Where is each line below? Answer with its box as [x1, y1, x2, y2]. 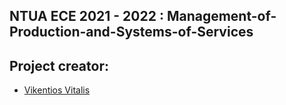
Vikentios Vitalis [23, 84, 91, 96]
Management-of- [166, 8, 277, 25]
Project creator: [9, 57, 109, 74]
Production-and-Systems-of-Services [9, 24, 254, 41]
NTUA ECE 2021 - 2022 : [9, 8, 164, 25]
